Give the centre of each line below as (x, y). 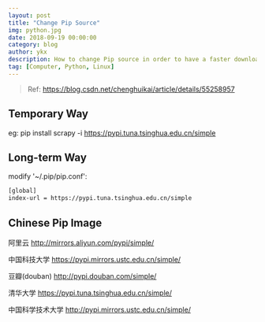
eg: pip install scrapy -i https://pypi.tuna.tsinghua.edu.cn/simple (112, 133)
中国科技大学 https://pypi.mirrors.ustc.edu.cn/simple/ (95, 259)
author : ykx (28, 52)
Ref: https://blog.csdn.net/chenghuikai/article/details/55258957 (131, 89)
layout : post (30, 15)
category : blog (33, 45)
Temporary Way (49, 114)
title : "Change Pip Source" (54, 23)
